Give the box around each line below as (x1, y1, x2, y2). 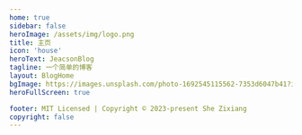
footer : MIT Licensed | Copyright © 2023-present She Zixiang (9, 104, 247, 113)
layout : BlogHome (9, 72, 75, 80)
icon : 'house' (9, 46, 63, 55)
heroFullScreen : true (9, 88, 91, 97)
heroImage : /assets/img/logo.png (9, 30, 135, 38)
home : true (9, 13, 50, 22)
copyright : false (9, 113, 75, 122)
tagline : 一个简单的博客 (9, 63, 93, 72)
